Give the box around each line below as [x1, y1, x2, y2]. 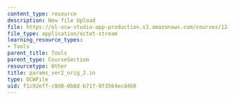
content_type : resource [7, 10, 77, 18]
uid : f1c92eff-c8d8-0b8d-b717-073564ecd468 [7, 82, 137, 89]
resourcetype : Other [7, 63, 68, 70]
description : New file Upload [7, 17, 96, 24]
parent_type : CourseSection [7, 56, 90, 63]
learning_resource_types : [7, 37, 83, 44]
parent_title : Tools [7, 50, 68, 57]
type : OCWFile [7, 75, 49, 83]
